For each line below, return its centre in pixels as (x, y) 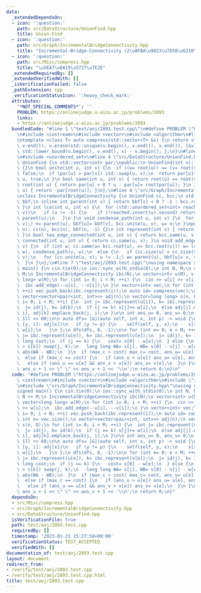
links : (25, 118)
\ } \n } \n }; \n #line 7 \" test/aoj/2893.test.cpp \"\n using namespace (104, 263)
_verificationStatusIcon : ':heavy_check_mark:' (72, 95)
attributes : (27, 101)
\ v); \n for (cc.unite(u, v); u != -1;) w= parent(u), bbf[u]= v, (104, 257)
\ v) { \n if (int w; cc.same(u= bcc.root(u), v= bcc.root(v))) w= (103, 246)
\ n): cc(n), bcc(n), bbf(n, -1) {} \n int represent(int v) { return (106, 229)
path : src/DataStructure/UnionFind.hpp (67, 29)
